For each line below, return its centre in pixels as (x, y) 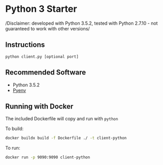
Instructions (25, 45)
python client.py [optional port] (42, 57)
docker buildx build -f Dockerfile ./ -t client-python (66, 138)
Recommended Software (45, 72)
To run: (13, 148)
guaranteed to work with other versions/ (48, 28)
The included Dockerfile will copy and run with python (62, 119)
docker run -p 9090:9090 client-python (48, 157)
